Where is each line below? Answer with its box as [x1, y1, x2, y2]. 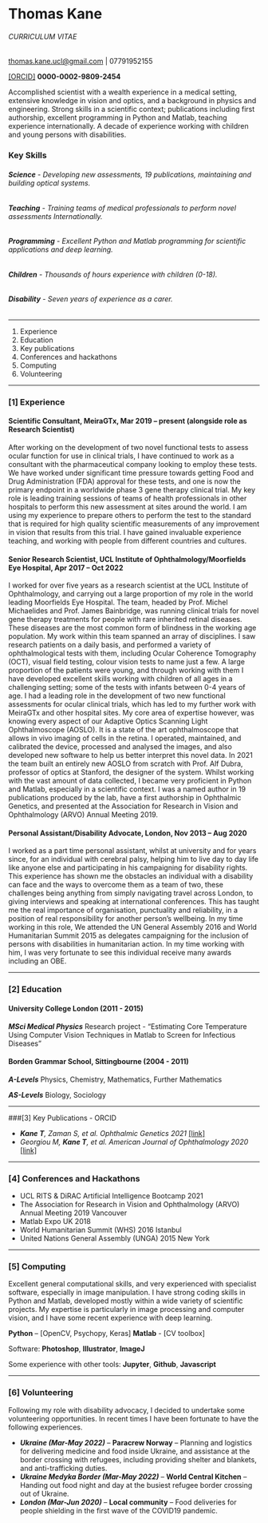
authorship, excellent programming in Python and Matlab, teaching [8, 113, 227, 122]
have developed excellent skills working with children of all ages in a [8, 674, 233, 684]
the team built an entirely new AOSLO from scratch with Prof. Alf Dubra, [8, 759, 243, 768]
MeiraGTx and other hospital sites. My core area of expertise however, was [8, 708, 255, 718]
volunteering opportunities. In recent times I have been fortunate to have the [8, 1413, 259, 1423]
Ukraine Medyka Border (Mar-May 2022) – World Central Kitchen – [19, 1472, 247, 1481]
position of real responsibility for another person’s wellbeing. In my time [8, 914, 243, 923]
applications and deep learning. [8, 245, 113, 254]
